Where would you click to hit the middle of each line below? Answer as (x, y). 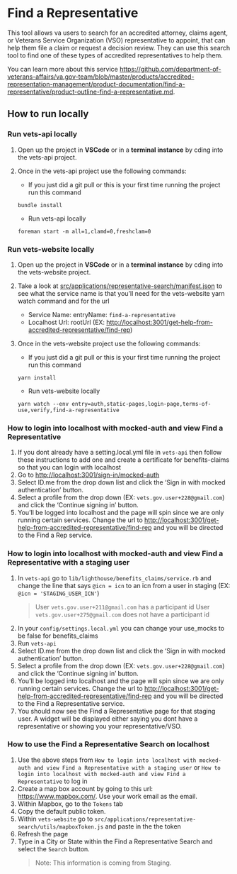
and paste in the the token (143, 826)
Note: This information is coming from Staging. (103, 863)
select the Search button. (53, 848)
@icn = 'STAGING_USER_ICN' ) (58, 593)
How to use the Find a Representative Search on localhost (109, 744)
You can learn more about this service (63, 69)
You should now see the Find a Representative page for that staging (116, 711)
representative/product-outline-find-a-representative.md (90, 92)
